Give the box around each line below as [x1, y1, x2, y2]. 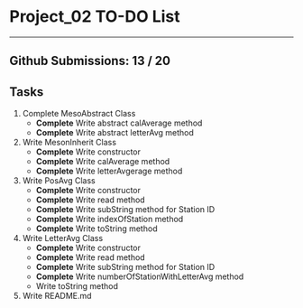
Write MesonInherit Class [22, 137, 117, 148]
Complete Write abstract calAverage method [35, 117, 203, 128]
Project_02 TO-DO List [9, 6, 180, 27]
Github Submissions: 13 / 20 [9, 53, 171, 69]
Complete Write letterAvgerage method [35, 165, 183, 177]
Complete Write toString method [35, 223, 158, 234]
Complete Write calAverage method [35, 156, 170, 167]
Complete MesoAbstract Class [22, 108, 136, 119]
